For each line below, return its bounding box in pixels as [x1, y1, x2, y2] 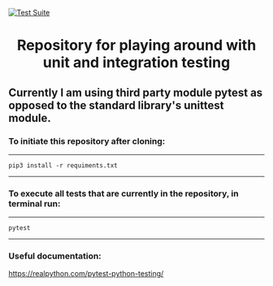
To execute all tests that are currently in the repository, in [8, 188, 239, 199]
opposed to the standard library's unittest [8, 98, 224, 112]
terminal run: [8, 197, 61, 209]
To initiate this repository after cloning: [8, 135, 166, 146]
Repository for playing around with [16, 37, 257, 54]
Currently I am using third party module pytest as [8, 85, 263, 99]
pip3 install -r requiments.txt [8, 161, 118, 170]
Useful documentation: [8, 250, 102, 262]
